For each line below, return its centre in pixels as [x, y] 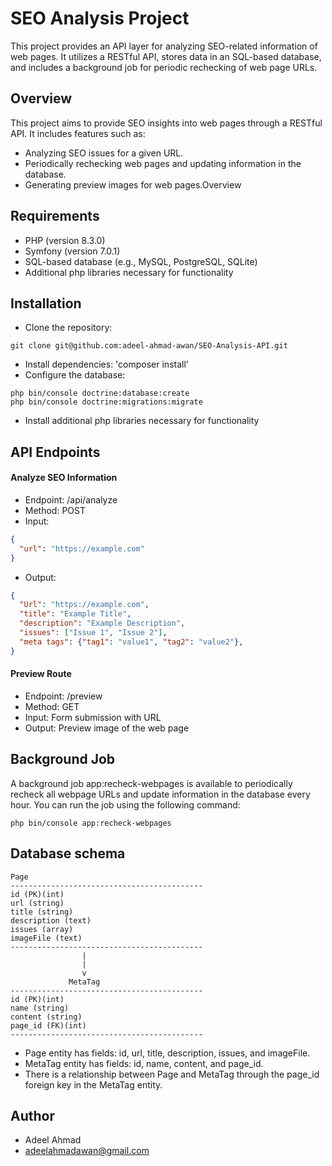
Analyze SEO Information [64, 478]
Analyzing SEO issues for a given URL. [104, 153]
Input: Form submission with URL [93, 717]
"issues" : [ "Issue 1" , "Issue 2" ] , [93, 633]
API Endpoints [55, 452]
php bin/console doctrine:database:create [100, 393]
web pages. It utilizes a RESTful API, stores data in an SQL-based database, [166, 56]
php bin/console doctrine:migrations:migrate [106, 402]
